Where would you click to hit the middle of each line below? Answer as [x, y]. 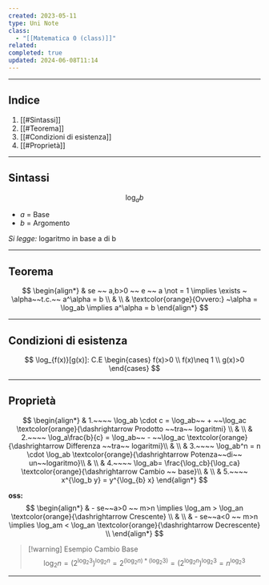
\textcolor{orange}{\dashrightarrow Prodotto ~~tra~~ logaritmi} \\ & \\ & [134, 429]
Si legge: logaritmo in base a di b [62, 239]
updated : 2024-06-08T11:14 [53, 61]
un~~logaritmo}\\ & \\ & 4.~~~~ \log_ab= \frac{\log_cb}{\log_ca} [134, 462]
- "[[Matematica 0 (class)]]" [66, 38]
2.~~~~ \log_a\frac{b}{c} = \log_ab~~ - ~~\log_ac [103, 437]
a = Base [35, 215]
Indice [24, 101]
